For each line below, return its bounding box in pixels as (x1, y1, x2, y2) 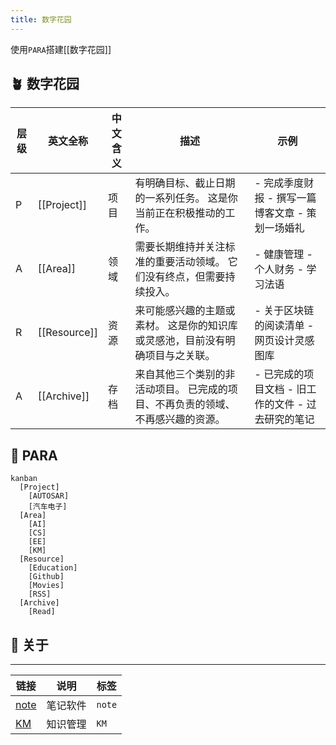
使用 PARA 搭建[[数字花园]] (10, 43, 112, 55)
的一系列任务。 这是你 (134, 191, 238, 205)
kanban (10, 474, 38, 484)
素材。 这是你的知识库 (134, 319, 238, 333)
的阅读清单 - (254, 319, 315, 333)
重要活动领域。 (154, 255, 226, 269)
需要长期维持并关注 (134, 240, 226, 254)
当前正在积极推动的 (134, 206, 226, 220)
